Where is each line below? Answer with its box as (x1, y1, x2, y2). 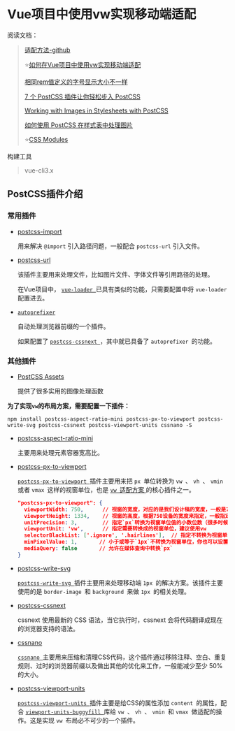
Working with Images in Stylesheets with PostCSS (24, 106, 169, 115)
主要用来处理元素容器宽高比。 (17, 448, 104, 456)
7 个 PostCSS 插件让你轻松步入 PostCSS (24, 92, 141, 101)
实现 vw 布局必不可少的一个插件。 (41, 716, 140, 724)
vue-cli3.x (24, 166, 54, 175)
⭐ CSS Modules (24, 135, 69, 143)
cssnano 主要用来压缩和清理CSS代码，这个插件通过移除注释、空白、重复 (17, 653, 227, 661)
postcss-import (17, 227, 62, 236)
